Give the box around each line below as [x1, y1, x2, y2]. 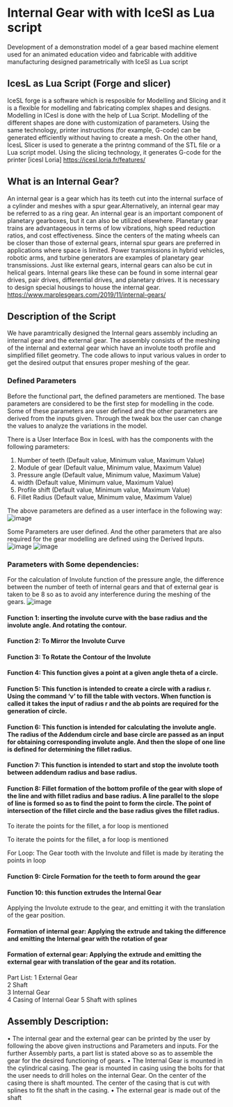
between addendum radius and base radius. [7, 768, 138, 777]
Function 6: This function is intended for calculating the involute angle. [7, 722, 217, 731]
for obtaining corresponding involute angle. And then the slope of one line [7, 737, 225, 746]
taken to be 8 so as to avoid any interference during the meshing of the [7, 590, 211, 598]
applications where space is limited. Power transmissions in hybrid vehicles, [7, 246, 225, 254]
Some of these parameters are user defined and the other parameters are [7, 406, 218, 415]
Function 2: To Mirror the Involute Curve [7, 637, 125, 645]
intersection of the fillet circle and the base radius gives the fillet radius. [7, 806, 220, 814]
